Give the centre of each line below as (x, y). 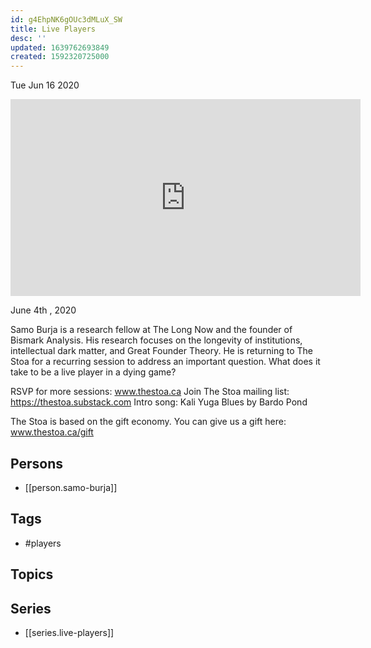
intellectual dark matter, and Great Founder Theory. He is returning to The (161, 351)
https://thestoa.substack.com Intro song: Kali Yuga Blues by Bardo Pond (159, 402)
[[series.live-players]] (69, 632)
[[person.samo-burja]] (71, 487)
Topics (32, 574)
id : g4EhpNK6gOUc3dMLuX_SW (66, 19)
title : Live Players (53, 29)
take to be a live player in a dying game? (93, 372)
